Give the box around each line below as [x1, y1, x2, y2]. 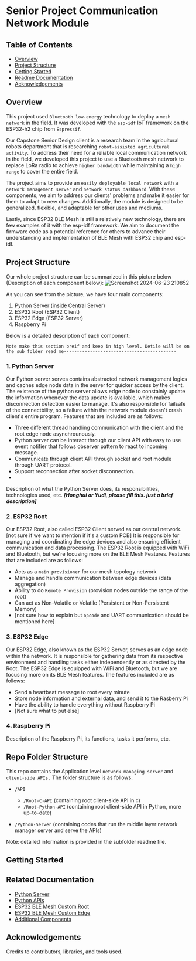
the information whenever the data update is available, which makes [6, 394, 170, 401]
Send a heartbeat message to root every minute [14, 688, 130, 695]
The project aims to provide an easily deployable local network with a [6, 179, 178, 186]
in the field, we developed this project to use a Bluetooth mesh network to [6, 155, 184, 162]
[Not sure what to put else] [14, 707, 80, 714]
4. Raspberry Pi [6, 722, 51, 730]
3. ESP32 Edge [6, 633, 49, 641]
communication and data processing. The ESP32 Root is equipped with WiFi [6, 544, 190, 552]
